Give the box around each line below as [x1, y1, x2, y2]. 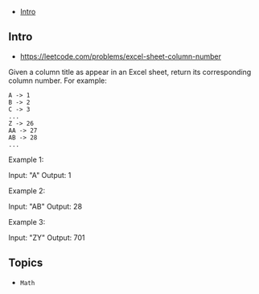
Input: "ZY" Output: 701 [8, 233, 85, 242]
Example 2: [8, 185, 46, 196]
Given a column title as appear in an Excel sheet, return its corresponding [8, 67, 252, 77]
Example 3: [8, 217, 46, 226]
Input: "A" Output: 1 [8, 170, 72, 180]
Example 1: [8, 155, 44, 164]
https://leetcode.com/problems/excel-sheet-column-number [19, 52, 221, 61]
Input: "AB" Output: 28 [8, 201, 83, 211]
